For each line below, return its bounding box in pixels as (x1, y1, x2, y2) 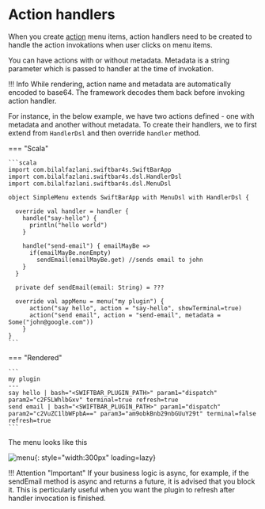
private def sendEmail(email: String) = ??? (15, 283, 165, 291)
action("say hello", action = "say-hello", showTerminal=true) (28, 304, 243, 312)
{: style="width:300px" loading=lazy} (34, 453, 157, 462)
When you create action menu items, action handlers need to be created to (8, 32, 252, 41)
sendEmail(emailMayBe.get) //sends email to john (36, 256, 203, 264)
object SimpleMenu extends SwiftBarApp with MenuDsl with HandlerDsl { (8, 193, 249, 201)
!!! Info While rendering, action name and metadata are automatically (8, 79, 232, 89)
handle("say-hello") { (22, 214, 97, 222)
